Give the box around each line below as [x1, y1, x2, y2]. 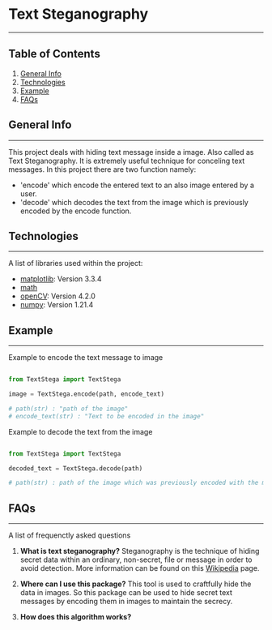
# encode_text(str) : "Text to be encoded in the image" [8, 412, 205, 420]
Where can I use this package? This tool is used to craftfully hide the [19, 579, 252, 589]
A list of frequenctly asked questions [8, 530, 131, 540]
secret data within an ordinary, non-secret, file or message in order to [19, 555, 253, 564]
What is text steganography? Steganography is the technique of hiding [19, 546, 260, 556]
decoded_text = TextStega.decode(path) [8, 464, 143, 473]
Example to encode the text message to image [8, 353, 164, 362]
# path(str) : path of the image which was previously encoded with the [8, 479, 259, 487]
